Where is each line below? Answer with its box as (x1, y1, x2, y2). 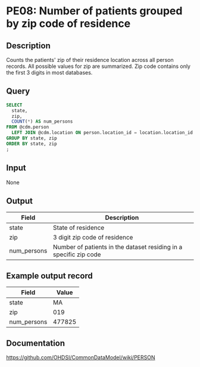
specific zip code (52, 250, 101, 259)
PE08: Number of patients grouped (6, 4, 183, 18)
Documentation (6, 338, 65, 348)
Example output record (6, 270, 93, 281)
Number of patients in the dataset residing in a (52, 243, 183, 251)
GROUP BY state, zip (6, 135, 58, 141)
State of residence (52, 223, 105, 232)
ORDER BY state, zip (6, 141, 58, 147)
